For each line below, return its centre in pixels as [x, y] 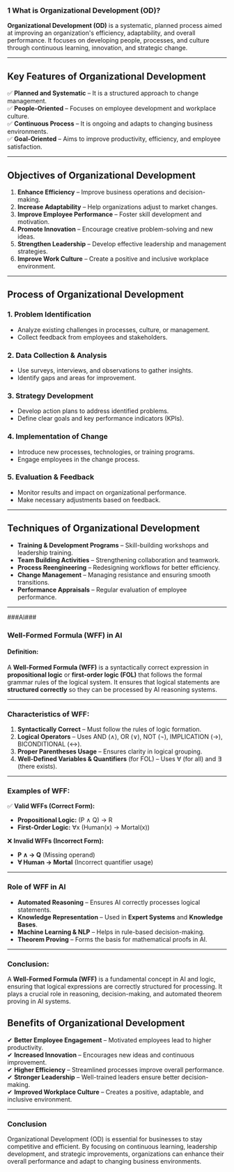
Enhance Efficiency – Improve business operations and [97, 192]
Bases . [28, 924]
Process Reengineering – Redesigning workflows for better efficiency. [119, 567]
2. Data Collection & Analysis [57, 355]
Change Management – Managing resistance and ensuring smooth [114, 575]
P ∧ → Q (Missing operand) [56, 855]
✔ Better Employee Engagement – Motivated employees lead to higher [109, 1040]
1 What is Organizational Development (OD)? [84, 10]
